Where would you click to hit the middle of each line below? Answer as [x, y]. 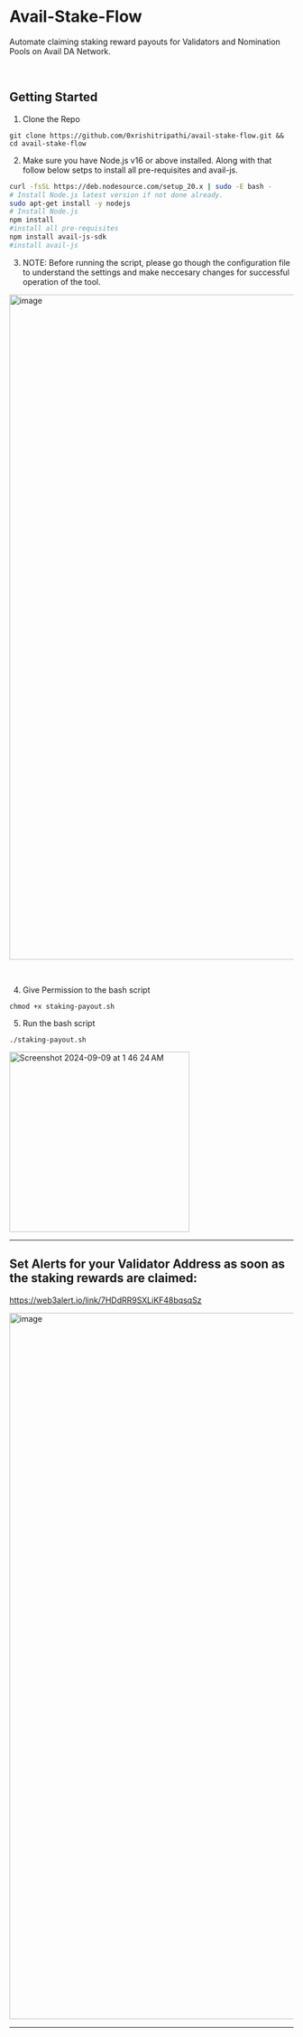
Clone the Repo [51, 118]
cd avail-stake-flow [48, 143]
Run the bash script [59, 1023]
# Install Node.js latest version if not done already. [116, 195]
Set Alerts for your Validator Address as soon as [147, 1264]
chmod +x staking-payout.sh [62, 1006]
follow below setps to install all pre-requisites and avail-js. [130, 170]
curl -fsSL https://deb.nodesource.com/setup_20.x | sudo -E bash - [141, 186]
